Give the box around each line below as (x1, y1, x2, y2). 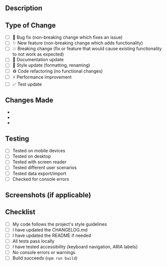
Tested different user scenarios (12, 165, 77, 171)
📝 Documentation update (12, 57, 64, 63)
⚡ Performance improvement (12, 74, 72, 80)
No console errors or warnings (12, 249, 76, 255)
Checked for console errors (12, 176, 69, 182)
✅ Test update (12, 81, 42, 87)
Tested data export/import (12, 170, 66, 176)
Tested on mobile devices (12, 148, 66, 154)
